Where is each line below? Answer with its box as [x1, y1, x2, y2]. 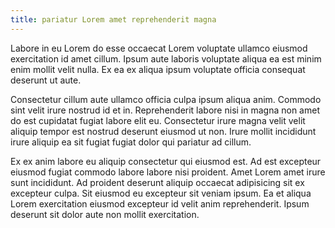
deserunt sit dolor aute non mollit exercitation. [10, 208, 200, 220]
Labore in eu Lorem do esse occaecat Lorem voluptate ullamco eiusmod [10, 42, 308, 54]
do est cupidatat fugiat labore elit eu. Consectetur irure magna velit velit [10, 114, 306, 126]
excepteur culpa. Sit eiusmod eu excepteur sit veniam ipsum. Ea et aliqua [10, 187, 312, 199]
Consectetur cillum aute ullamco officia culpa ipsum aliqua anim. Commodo [10, 93, 322, 105]
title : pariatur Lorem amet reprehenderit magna [10, 14, 217, 25]
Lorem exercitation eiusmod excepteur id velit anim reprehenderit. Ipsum [10, 197, 310, 210]
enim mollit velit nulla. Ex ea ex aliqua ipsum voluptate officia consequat [10, 63, 306, 75]
